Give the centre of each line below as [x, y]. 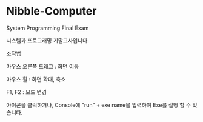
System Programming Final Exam [48, 28]
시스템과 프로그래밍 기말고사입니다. [48, 40]
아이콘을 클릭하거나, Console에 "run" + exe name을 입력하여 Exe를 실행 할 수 [99, 105]
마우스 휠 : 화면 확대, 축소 [36, 79]
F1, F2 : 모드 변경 [27, 92]
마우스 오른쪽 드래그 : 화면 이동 [43, 66]
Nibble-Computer [52, 11]
